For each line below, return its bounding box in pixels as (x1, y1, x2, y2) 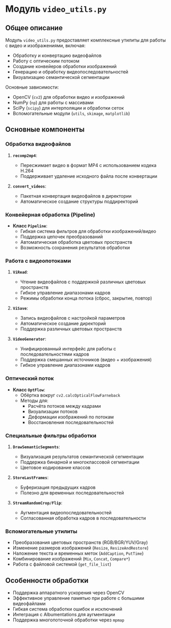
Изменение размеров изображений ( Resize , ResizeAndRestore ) (12, 545, 149, 551)
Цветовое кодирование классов (20, 464, 91, 470)
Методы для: (20, 397, 48, 404)
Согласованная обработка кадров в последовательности (20, 515, 146, 521)
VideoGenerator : (12, 336, 47, 342)
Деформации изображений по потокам (28, 413, 114, 420)
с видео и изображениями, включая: (5, 43, 86, 49)
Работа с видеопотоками (5, 257, 71, 264)
